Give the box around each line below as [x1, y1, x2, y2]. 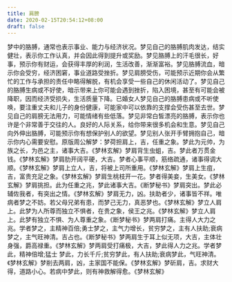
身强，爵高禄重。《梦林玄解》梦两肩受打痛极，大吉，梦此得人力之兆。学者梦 [7, 241, 222, 250]
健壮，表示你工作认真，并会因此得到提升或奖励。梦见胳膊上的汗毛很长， [7, 51, 213, 59]
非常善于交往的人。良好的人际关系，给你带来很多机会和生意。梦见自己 [25, 120, 225, 129]
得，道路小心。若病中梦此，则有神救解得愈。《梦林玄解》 [7, 267, 168, 276]
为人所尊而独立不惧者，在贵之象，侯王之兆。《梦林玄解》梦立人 [30, 207, 210, 215]
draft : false [7, 23, 45, 30]
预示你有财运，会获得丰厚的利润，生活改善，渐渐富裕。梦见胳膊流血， [19, 60, 219, 68]
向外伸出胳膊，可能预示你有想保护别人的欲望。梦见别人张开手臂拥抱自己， [7, 129, 219, 138]
